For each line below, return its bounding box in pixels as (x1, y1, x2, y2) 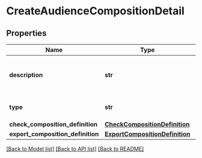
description (9, 71, 43, 79)
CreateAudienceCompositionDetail (6, 4, 185, 18)
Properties (6, 28, 47, 38)
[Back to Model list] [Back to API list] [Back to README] (6, 145, 144, 152)
